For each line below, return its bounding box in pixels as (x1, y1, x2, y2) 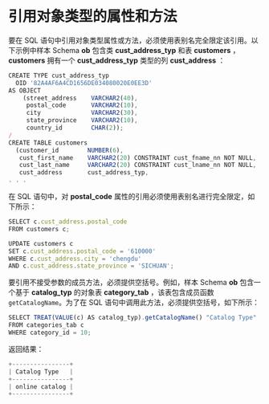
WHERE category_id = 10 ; (8, 329, 92, 337)
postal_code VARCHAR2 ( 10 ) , (26, 101, 138, 109)
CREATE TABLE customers (8, 138, 88, 147)
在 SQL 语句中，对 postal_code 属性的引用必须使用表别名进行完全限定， (8, 192, 248, 202)
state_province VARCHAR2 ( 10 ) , (26, 116, 138, 124)
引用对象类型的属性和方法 (8, 7, 178, 26)
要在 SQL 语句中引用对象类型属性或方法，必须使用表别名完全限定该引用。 (8, 35, 251, 45)
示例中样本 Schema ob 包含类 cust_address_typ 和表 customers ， (14, 45, 240, 55)
